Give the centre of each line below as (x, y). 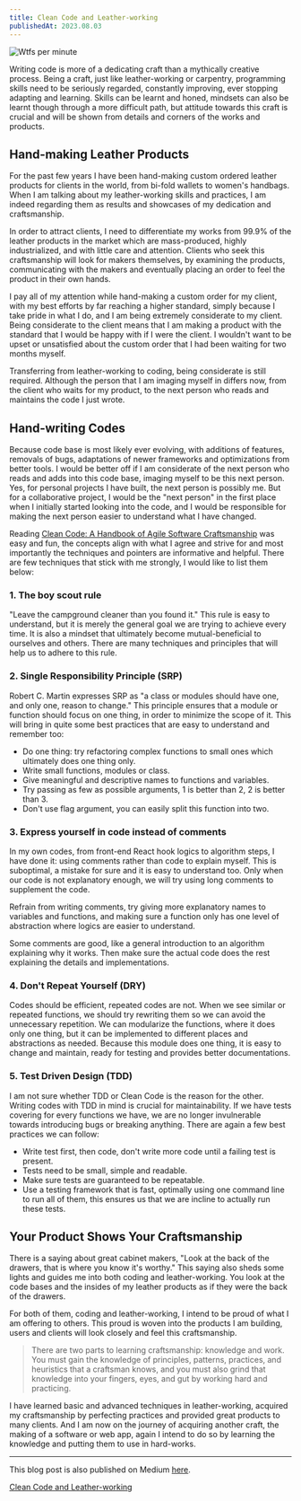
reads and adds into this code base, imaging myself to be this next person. (147, 478)
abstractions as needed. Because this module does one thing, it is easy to (146, 1043)
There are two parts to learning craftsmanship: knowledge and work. (158, 1350)
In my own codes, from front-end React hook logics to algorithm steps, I (142, 851)
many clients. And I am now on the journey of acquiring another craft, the (144, 1425)
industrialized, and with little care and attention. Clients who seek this (137, 250)
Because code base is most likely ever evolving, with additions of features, (147, 450)
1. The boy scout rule (56, 595)
